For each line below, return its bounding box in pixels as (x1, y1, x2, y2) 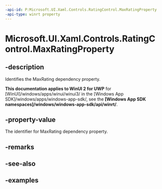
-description (5, 63, 44, 71)
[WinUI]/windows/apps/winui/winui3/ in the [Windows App (5, 91, 124, 96)
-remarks (5, 143, 34, 151)
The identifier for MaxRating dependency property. (5, 128, 108, 134)
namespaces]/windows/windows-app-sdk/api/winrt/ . (5, 101, 118, 107)
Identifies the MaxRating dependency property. (5, 76, 101, 82)
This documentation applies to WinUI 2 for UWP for (5, 86, 111, 92)
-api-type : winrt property (5, 12, 60, 17)
